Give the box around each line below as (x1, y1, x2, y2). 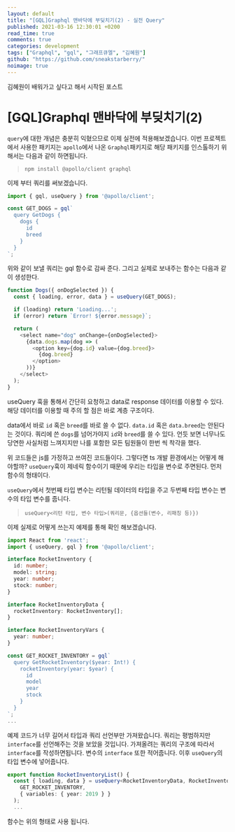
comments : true (7, 36, 52, 43)
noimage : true (7, 62, 49, 69)
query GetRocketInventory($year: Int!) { (13, 658, 136, 665)
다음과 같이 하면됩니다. (25, 151, 88, 160)
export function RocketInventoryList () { (7, 771, 130, 778)
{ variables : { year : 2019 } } (20, 791, 111, 798)
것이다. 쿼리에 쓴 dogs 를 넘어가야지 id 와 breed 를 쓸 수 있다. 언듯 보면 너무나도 (14, 430, 226, 438)
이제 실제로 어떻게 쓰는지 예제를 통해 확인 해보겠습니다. (7, 523, 157, 531)
